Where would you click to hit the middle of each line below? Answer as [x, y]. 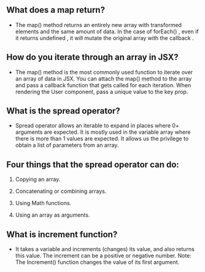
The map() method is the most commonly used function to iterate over [104, 72]
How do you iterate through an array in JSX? [93, 57]
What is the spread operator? [64, 111]
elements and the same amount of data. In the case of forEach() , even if [107, 31]
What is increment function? [62, 234]
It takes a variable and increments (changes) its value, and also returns [105, 249]
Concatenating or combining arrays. [61, 191]
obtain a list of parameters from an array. [67, 145]
